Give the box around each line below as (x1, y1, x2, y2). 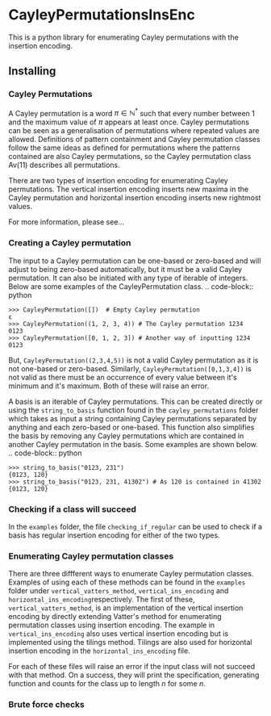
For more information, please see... (8, 217, 125, 227)
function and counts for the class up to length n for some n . (8, 679, 206, 689)
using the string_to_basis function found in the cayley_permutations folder (8, 405, 259, 415)
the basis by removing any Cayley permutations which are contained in (8, 430, 244, 441)
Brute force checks (8, 699, 85, 710)
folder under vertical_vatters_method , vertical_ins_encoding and (8, 586, 229, 596)
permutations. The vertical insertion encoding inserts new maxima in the (8, 184, 248, 195)
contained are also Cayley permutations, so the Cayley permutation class (8, 152, 252, 161)
